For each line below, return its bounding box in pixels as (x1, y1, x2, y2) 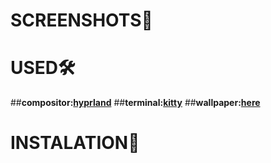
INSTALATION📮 (10, 132, 140, 154)
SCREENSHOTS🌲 (10, 9, 153, 32)
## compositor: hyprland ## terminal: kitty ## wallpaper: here (10, 97, 261, 109)
